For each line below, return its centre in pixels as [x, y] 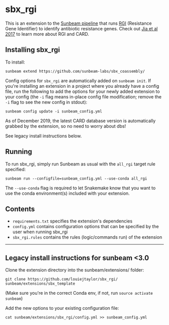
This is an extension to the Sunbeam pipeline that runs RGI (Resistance [78, 23]
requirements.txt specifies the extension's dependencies [72, 221]
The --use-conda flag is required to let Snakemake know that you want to [80, 188]
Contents [20, 209]
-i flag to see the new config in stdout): [46, 102]
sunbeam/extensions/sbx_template [40, 284]
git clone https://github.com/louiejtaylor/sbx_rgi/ [62, 279]
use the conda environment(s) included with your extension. [67, 193]
